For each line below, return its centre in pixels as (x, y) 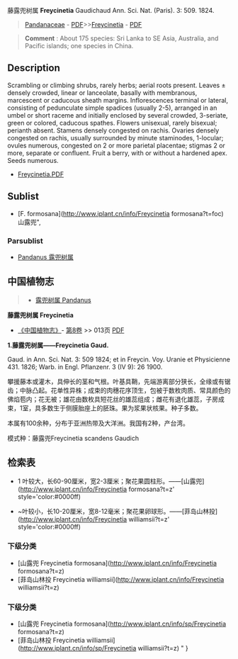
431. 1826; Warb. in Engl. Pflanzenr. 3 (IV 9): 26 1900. (85, 366)
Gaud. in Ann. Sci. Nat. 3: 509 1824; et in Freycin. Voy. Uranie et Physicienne (119, 359)
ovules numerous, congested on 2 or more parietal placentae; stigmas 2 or (116, 145)
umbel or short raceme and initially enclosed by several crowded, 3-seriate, (118, 115)
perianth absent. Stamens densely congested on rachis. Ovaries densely (113, 130)
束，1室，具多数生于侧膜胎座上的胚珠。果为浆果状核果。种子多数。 (105, 408)
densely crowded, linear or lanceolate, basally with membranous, (102, 92)
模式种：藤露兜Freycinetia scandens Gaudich (73, 438)
